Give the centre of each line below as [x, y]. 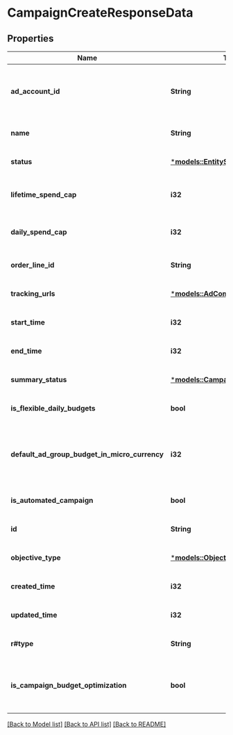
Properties [31, 39]
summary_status [39, 380]
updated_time [34, 615]
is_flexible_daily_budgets [53, 408]
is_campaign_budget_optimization [69, 685]
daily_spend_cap [39, 232]
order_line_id [33, 265]
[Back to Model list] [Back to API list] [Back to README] [87, 724]
